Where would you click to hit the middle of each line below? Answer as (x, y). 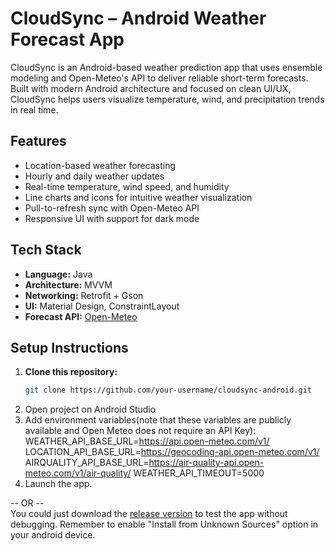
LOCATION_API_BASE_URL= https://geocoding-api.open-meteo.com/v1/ (172, 452)
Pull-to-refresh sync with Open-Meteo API (112, 208)
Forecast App (67, 39)
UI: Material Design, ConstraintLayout (102, 306)
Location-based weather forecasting (100, 165)
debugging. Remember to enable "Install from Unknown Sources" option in (164, 524)
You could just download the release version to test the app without (149, 514)
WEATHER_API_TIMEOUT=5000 (199, 473)
